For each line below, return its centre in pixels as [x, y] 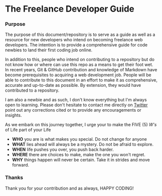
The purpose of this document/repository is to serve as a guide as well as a [80, 34]
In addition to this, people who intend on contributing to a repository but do [80, 60]
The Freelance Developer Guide [70, 9]
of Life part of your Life [28, 130]
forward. [21, 165]
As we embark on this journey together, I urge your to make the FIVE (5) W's [81, 125]
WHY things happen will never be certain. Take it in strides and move [81, 160]
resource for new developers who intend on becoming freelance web [74, 40]
